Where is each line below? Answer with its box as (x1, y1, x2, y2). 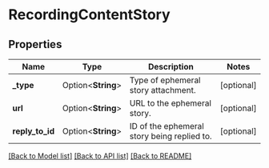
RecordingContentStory (8, 6, 171, 24)
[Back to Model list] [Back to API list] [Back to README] (8, 151, 192, 161)
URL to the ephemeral (129, 98, 212, 109)
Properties (8, 38, 62, 51)
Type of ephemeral (129, 74, 201, 86)
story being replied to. (129, 130, 212, 142)
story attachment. (129, 85, 196, 95)
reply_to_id (12, 126, 55, 137)
